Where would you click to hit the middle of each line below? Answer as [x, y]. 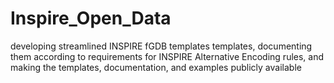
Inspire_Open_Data [91, 18]
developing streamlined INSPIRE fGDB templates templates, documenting [161, 46]
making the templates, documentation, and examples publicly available [156, 67]
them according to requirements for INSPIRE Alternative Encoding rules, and [167, 56]
